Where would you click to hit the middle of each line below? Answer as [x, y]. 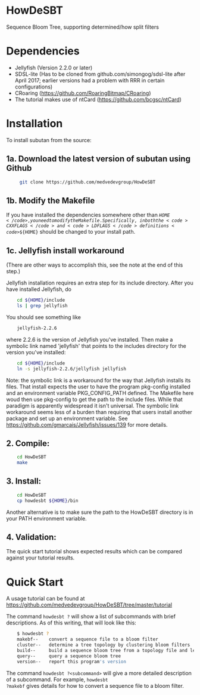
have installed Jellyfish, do [39, 289]
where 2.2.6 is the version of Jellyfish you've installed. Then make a [90, 339]
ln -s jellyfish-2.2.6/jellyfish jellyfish [72, 369]
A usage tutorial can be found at [46, 599]
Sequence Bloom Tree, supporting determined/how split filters [83, 27]
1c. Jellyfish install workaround [65, 251]
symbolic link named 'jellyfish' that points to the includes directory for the [96, 346]
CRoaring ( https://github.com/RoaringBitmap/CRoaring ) [83, 93]
